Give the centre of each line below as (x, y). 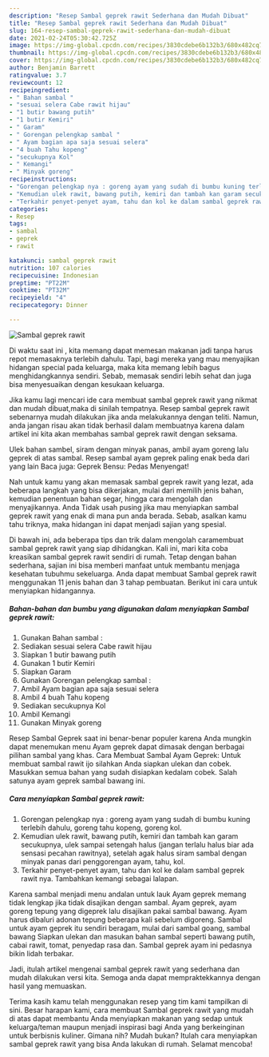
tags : (18, 224)
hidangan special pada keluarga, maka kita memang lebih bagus (115, 367)
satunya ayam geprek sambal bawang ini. (77, 780)
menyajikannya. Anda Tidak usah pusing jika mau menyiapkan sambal (124, 507)
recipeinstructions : (44, 179)
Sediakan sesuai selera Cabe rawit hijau (86, 646)
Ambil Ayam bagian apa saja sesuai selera (89, 688)
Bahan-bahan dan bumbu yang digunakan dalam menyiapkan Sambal (129, 609)
